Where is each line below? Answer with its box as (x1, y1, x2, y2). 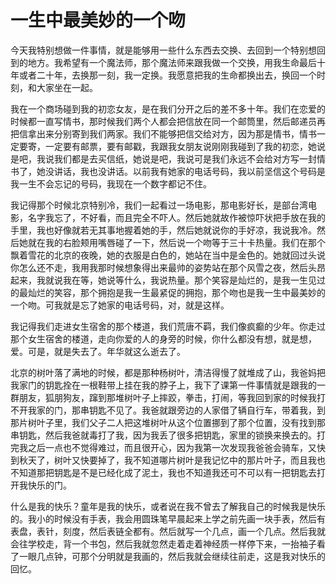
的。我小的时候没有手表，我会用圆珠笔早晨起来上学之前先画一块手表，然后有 (10, 512, 326, 525)
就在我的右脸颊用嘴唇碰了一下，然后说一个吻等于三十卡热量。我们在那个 (27, 236, 326, 248)
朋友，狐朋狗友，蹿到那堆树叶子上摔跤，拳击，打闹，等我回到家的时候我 (18, 391, 317, 403)
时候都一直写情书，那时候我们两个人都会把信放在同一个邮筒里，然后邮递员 (10, 115, 317, 127)
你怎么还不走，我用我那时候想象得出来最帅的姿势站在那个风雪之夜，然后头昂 (10, 261, 326, 273)
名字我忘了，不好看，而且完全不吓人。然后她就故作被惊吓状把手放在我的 (27, 211, 326, 223)
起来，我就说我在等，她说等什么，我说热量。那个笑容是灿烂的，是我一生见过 (10, 274, 326, 286)
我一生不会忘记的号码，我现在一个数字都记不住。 (10, 177, 212, 190)
